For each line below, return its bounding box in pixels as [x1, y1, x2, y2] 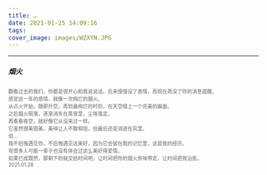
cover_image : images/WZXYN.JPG [8, 33, 112, 42]
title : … [8, 11, 37, 20]
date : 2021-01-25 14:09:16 [8, 19, 98, 27]
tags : [8, 26, 26, 34]
